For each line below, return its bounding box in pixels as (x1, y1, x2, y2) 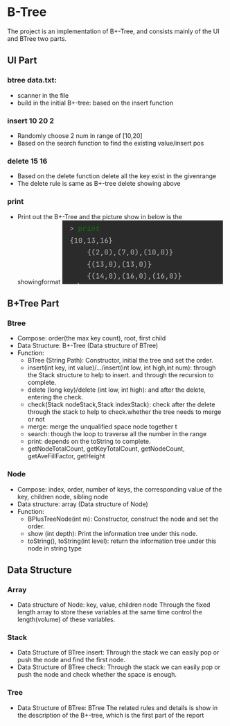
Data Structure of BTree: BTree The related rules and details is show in (17, 703, 218, 711)
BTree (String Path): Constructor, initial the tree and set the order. (27, 356, 213, 365)
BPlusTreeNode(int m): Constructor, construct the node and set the (27, 515, 219, 523)
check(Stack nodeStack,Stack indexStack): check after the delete (27, 400, 215, 409)
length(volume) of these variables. (17, 615, 116, 624)
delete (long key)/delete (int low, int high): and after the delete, (27, 386, 206, 394)
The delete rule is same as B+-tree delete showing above (17, 180, 181, 188)
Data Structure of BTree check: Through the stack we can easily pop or (17, 663, 220, 671)
